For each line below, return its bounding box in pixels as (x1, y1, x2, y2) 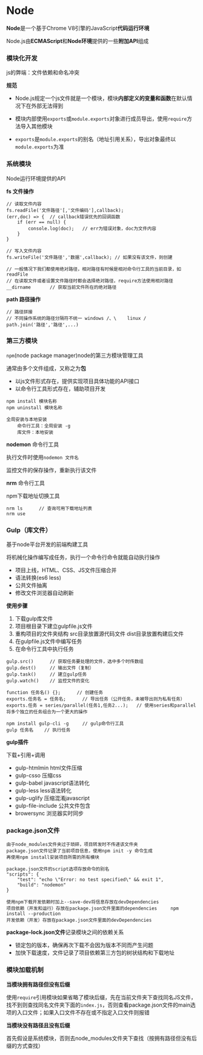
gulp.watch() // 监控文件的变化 (6, 678, 90, 684)
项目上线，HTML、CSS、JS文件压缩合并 (15, 567, 117, 574)
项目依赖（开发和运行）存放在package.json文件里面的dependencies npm (6, 905, 179, 912)
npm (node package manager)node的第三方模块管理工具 (6, 351, 144, 359)
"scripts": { (6, 871, 39, 877)
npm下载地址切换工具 (6, 492, 61, 499)
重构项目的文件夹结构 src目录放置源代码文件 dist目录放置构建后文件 (15, 630, 184, 637)
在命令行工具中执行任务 (15, 645, 74, 653)
